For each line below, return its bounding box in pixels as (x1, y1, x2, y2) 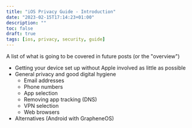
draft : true (6, 31, 36, 37)
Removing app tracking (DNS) (23, 96, 97, 103)
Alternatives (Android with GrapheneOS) (14, 115, 114, 122)
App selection (23, 90, 58, 96)
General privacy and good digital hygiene (14, 71, 116, 77)
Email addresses (23, 77, 64, 84)
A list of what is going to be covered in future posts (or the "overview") (6, 53, 180, 60)
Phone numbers (23, 83, 63, 90)
